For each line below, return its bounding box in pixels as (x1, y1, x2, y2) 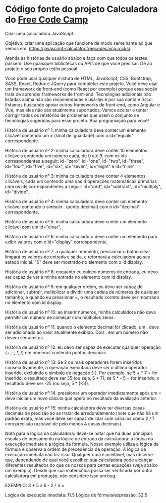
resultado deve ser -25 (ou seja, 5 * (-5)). (5, 380, 90, 386)
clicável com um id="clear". (5, 224, 61, 230)
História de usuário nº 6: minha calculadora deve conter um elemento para (5, 233, 158, 239)
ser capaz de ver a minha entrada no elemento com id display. (5, 274, 132, 280)
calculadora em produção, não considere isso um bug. (5, 473, 116, 479)
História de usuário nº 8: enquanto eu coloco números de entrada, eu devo (5, 269, 158, 275)
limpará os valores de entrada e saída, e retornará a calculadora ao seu (5, 254, 151, 260)
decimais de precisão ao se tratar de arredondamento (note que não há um (5, 410, 159, 416)
